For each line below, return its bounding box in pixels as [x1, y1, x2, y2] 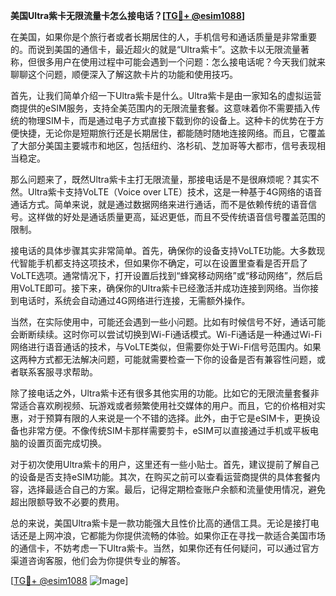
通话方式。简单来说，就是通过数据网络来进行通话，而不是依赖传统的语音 [10, 199, 308, 210]
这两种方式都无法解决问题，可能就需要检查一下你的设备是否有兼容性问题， [10, 354, 317, 365]
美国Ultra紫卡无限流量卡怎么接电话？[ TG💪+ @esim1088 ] [10, 10, 246, 21]
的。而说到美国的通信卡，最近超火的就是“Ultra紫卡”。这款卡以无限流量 [10, 44, 302, 55]
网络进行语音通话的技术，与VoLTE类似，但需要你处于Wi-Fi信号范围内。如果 [10, 341, 322, 353]
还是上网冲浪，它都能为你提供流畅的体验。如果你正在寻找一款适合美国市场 [18, 530, 326, 541]
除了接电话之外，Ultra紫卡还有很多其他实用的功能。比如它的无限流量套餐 [10, 387, 311, 399]
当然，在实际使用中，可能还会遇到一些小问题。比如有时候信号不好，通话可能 [10, 316, 326, 328]
